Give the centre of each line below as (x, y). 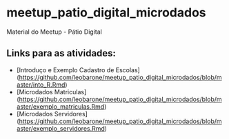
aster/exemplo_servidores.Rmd (60, 128)
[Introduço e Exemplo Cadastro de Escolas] (78, 69)
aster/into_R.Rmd (41, 85)
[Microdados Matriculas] (51, 92)
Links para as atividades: (61, 53)
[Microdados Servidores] (52, 114)
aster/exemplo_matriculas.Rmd (60, 106)
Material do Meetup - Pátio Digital (54, 32)
